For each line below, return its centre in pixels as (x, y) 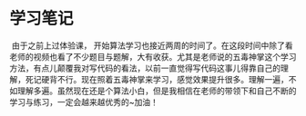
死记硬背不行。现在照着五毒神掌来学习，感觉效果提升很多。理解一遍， (157, 79)
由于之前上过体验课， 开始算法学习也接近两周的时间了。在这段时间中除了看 (152, 45)
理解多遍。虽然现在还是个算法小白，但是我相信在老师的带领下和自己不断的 (157, 91)
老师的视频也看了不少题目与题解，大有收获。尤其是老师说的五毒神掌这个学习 (153, 56)
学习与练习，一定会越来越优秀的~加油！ (84, 101)
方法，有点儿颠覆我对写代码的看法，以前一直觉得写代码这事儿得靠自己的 (145, 68)
